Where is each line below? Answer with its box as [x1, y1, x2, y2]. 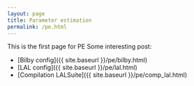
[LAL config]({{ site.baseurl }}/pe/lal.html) [17, 64, 137, 72]
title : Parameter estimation [7, 17, 92, 24]
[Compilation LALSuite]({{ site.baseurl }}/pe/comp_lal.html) [17, 71, 188, 79]
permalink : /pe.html [7, 23, 68, 30]
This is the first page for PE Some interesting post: [7, 43, 152, 51]
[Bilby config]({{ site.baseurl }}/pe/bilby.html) [17, 56, 148, 64]
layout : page [7, 10, 45, 17]
